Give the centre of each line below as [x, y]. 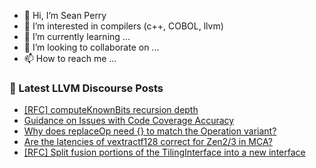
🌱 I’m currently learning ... [77, 36]
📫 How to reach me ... [70, 58]
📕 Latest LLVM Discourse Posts [86, 88]
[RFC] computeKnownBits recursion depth [111, 110]
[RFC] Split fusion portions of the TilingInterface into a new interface [164, 152]
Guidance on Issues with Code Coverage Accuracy [129, 121]
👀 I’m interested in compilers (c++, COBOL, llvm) [123, 26]
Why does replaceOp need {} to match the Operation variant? [150, 131]
